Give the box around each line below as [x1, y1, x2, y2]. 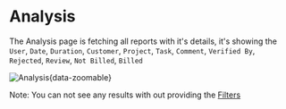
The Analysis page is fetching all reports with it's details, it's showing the [9, 36, 277, 46]
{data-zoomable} [48, 71, 112, 82]
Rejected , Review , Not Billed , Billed [9, 54, 143, 65]
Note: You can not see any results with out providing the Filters [9, 89, 241, 100]
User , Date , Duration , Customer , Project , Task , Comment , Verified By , [9, 45, 256, 55]
